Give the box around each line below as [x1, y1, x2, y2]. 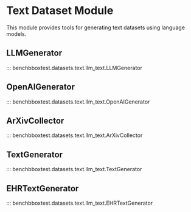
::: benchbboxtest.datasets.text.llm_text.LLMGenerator [6, 64, 143, 71]
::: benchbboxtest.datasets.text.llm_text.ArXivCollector [6, 132, 143, 139]
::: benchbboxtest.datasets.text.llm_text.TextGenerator [6, 166, 142, 173]
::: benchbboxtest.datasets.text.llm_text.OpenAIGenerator [6, 98, 150, 105]
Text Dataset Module [6, 4, 114, 18]
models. [6, 30, 27, 37]
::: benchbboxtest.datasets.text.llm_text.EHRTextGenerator [6, 199, 153, 207]
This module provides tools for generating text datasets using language [6, 24, 186, 31]
